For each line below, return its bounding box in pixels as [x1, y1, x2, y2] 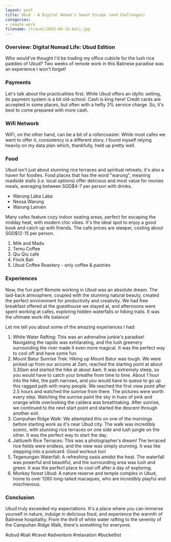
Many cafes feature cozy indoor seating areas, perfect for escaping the [5, 214, 156, 220]
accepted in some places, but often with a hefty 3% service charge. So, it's [5, 101, 164, 108]
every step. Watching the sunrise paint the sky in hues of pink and [12, 394, 153, 400]
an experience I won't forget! [5, 66, 67, 72]
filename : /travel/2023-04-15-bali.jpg [5, 27, 91, 32]
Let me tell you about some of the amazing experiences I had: [5, 324, 136, 330]
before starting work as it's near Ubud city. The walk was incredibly [12, 421, 156, 427]
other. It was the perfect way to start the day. [12, 432, 108, 438]
